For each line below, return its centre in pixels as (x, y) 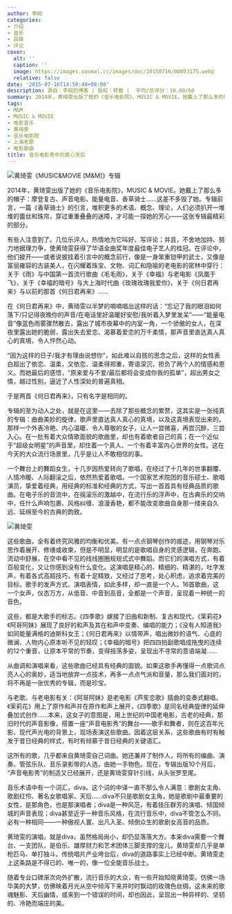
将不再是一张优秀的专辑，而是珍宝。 (59, 682)
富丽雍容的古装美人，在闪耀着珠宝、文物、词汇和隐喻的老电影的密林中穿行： (116, 265)
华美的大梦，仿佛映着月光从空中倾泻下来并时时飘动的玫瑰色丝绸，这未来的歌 (116, 886)
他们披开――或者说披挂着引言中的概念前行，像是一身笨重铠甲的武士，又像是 (116, 257)
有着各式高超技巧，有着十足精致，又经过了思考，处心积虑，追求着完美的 (122, 575)
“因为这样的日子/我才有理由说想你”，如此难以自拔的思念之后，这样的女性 (111, 355)
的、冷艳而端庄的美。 (37, 903)
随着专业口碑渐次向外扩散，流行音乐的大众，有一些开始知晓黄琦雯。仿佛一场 (116, 877)
